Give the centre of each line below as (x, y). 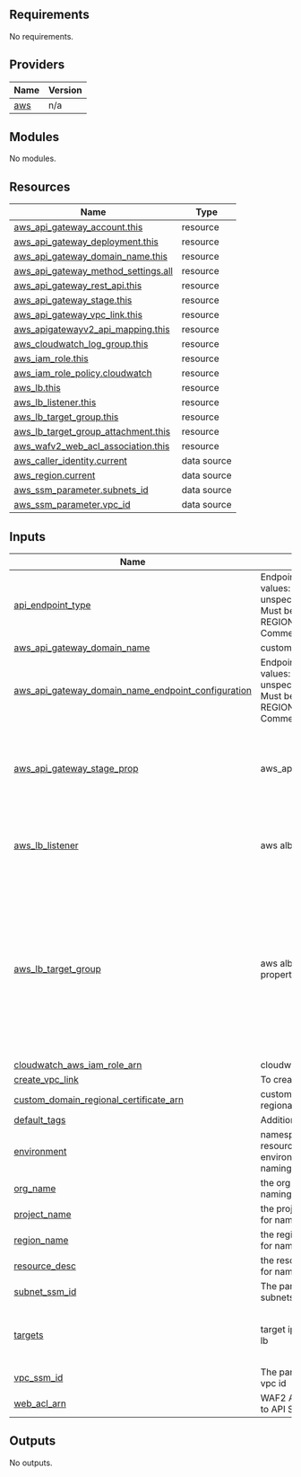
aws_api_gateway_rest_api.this (78, 286)
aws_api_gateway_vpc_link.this (78, 315)
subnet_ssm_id (45, 1292)
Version (65, 90)
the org (275, 1183)
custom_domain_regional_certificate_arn (99, 1100)
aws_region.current (55, 475)
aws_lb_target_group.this (66, 417)
